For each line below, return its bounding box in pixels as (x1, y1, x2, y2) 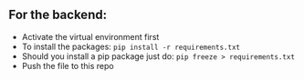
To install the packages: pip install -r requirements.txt (21, 41, 241, 52)
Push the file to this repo (21, 60, 115, 71)
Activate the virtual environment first (21, 31, 160, 42)
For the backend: (8, 7, 107, 23)
